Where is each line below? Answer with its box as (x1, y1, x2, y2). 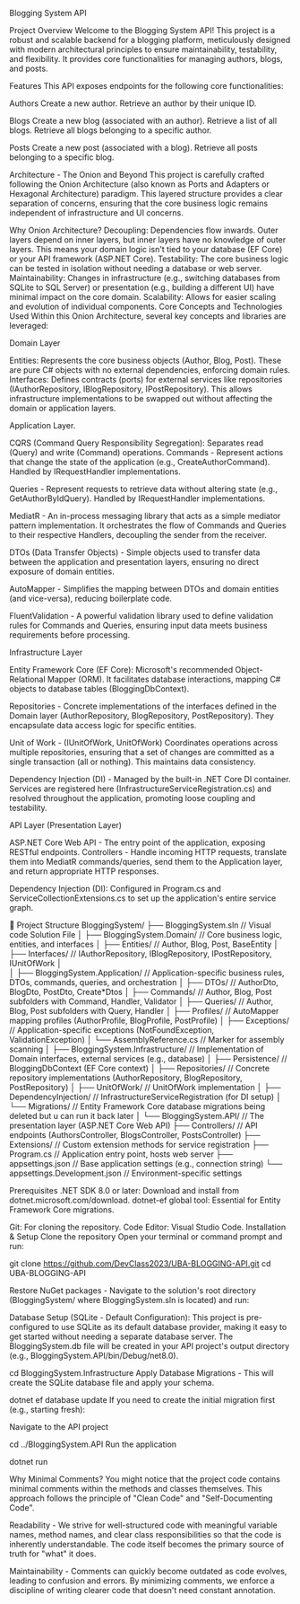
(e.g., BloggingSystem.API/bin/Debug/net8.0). (9, 1351, 179, 1361)
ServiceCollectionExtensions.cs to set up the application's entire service (9, 893, 277, 903)
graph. (9, 903, 34, 912)
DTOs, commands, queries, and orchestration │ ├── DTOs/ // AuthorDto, (9, 977, 279, 987)
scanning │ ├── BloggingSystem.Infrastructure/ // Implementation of (9, 1044, 264, 1054)
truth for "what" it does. (9, 1548, 97, 1559)
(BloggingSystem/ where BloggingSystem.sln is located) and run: (9, 1295, 250, 1305)
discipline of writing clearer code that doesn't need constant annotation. (9, 1585, 276, 1595)
